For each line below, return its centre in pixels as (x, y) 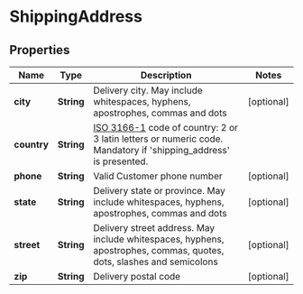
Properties (40, 50)
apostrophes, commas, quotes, (159, 250)
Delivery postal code (137, 276)
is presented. (121, 161)
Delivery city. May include (148, 90)
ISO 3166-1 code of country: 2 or (166, 128)
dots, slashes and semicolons (156, 262)
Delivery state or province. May (159, 191)
